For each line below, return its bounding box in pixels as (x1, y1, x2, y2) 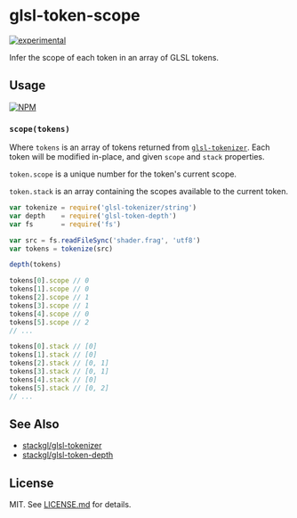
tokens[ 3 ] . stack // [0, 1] (9, 367, 109, 376)
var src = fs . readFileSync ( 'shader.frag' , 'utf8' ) (9, 235, 201, 245)
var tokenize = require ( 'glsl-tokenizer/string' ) (9, 203, 197, 212)
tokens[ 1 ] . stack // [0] (9, 350, 98, 359)
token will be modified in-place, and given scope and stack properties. (9, 152, 265, 162)
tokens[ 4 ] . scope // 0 (9, 309, 90, 318)
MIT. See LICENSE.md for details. (9, 499, 132, 510)
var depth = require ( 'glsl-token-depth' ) (9, 211, 177, 220)
